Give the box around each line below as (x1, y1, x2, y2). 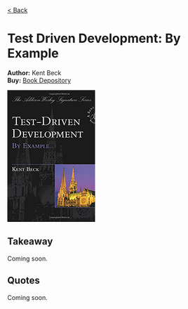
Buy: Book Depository (7, 76, 72, 84)
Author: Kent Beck (7, 68, 62, 77)
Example (7, 46, 59, 62)
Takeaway (7, 235, 53, 248)
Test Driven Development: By (7, 31, 181, 46)
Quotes (7, 275, 41, 287)
